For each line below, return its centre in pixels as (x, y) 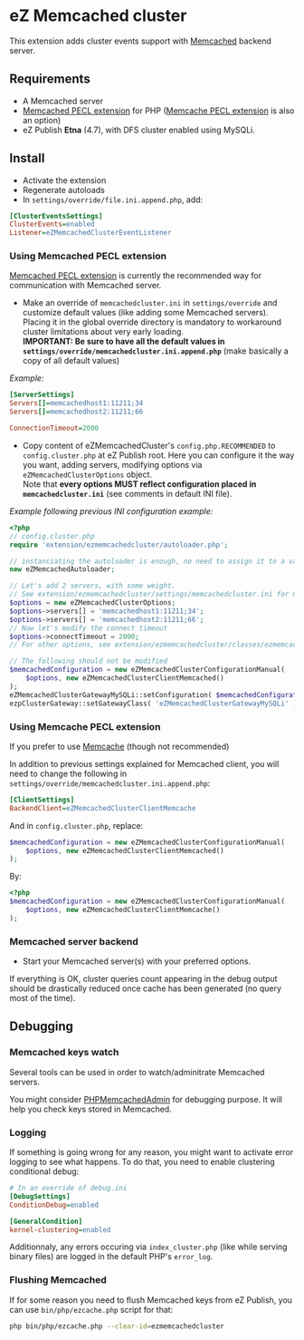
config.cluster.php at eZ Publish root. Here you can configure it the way (158, 455)
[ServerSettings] (42, 395)
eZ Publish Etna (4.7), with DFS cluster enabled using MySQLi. (139, 130)
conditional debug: (44, 1171)
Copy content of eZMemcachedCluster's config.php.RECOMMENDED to (149, 445)
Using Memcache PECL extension (85, 726)
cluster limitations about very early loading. (103, 332)
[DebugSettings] (40, 1196)
